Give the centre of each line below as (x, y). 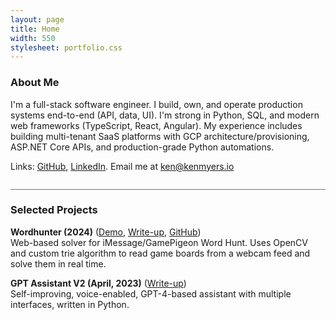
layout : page (37, 19)
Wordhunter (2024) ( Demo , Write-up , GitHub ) (106, 232)
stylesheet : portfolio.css (66, 47)
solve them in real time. (58, 263)
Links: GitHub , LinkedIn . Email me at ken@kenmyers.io (122, 166)
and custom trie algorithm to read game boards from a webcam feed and (160, 253)
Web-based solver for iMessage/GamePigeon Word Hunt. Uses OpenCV (159, 242)
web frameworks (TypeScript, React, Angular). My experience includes (156, 125)
